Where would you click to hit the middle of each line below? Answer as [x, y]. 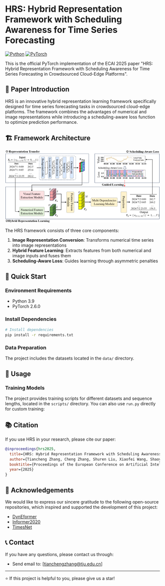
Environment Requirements [39, 290]
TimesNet [22, 527]
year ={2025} [22, 470]
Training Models [25, 388]
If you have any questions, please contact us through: [59, 554]
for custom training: [25, 409]
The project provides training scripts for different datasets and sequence [79, 398]
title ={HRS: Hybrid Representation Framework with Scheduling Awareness [85, 454]
